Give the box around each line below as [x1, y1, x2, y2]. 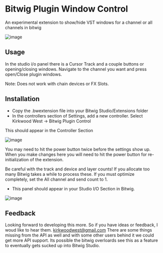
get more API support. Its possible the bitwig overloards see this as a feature [5, 237, 158, 243]
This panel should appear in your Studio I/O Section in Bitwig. [12, 186, 135, 191]
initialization [5, 156, 29, 162]
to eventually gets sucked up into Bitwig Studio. [5, 243, 100, 249]
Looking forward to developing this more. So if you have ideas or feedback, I [5, 222, 158, 228]
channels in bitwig [5, 24, 42, 30]
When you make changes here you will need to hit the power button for [5, 152, 147, 157]
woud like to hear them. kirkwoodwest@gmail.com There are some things [5, 227, 152, 233]
